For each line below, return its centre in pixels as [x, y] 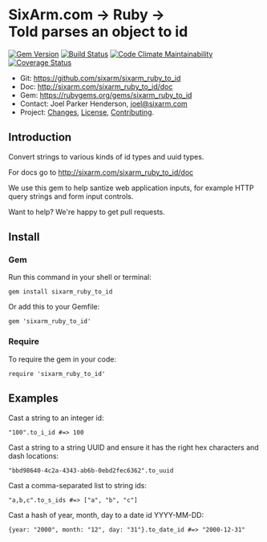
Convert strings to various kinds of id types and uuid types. [106, 156]
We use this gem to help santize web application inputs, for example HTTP [131, 188]
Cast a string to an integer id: [56, 418]
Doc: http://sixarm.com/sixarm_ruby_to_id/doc [96, 87]
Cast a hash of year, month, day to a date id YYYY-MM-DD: [106, 515]
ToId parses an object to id [98, 32]
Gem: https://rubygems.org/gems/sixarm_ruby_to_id [106, 95]
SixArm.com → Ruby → [87, 15]
